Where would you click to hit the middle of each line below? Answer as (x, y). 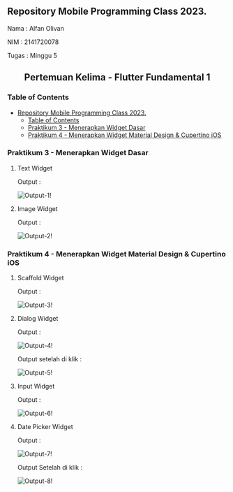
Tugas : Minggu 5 (32, 55)
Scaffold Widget (40, 278)
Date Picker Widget (45, 427)
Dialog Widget (38, 319)
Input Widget (36, 386)
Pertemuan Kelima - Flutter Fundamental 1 (117, 77)
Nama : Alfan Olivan (36, 28)
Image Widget (37, 208)
